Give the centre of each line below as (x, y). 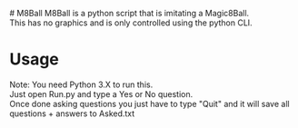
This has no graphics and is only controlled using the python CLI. (131, 23)
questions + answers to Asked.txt (72, 113)
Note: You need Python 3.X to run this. (81, 84)
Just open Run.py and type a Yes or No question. (101, 94)
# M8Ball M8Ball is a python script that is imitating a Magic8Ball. (129, 13)
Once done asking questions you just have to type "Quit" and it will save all (149, 103)
